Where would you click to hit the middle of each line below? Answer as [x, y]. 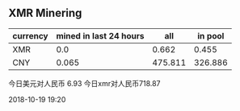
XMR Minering [45, 13]
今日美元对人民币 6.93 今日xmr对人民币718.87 [84, 83]
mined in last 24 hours [100, 35]
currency [30, 35]
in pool [211, 35]
